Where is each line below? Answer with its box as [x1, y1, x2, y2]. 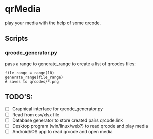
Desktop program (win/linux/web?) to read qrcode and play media [12, 123, 148, 129]
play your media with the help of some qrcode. [5, 20, 101, 26]
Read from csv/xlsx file [12, 111, 60, 118]
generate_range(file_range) [5, 75, 64, 80]
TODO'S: [5, 93, 33, 101]
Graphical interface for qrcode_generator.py [12, 106, 103, 112]
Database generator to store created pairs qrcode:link [12, 117, 123, 123]
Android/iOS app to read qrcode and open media [12, 128, 113, 134]
